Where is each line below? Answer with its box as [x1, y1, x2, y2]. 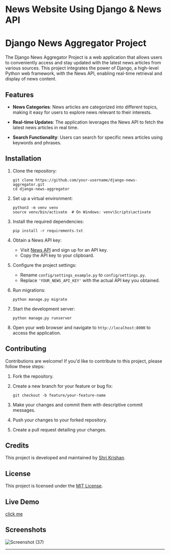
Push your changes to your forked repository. [12, 417, 108, 423]
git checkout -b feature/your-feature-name [12, 392, 106, 398]
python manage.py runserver [12, 315, 72, 321]
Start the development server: [12, 305, 75, 312]
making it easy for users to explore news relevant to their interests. [12, 109, 152, 115]
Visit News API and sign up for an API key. [20, 247, 108, 253]
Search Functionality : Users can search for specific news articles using [12, 134, 163, 140]
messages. [12, 407, 36, 413]
